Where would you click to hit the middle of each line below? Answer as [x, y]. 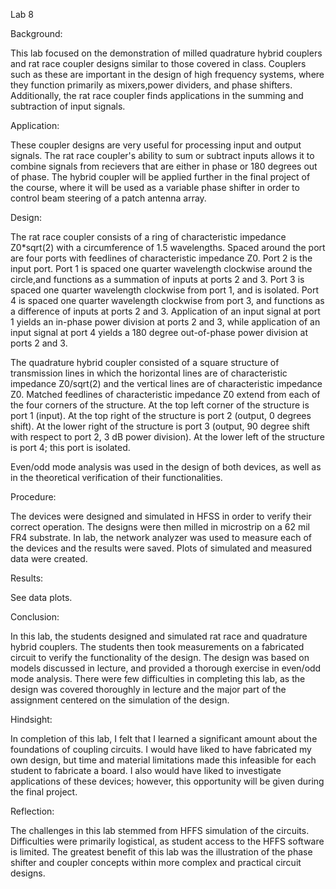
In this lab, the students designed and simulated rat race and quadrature [159, 636]
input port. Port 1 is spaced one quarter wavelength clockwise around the [161, 268]
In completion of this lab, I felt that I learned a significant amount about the [164, 738]
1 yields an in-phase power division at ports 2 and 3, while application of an [165, 322]
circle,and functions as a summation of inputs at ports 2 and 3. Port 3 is [157, 279]
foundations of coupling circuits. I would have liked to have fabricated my [161, 749]
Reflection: [32, 811]
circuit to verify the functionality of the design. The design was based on [160, 657]
